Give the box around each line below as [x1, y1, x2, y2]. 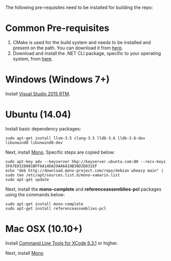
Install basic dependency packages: [5, 125, 81, 132]
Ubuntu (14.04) [5, 109, 71, 120]
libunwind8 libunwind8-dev [5, 140, 63, 145]
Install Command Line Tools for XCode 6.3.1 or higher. [5, 240, 118, 246]
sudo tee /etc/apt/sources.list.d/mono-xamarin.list [5, 172, 120, 178]
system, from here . [12, 55, 53, 62]
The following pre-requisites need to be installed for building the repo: [5, 5, 154, 10]
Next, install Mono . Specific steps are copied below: [5, 149, 115, 155]
